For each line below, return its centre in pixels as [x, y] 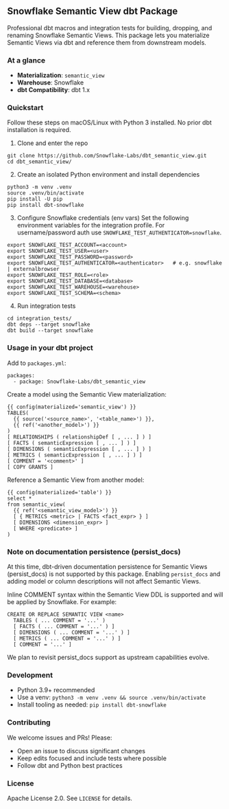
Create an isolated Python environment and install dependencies [108, 175]
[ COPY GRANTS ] [30, 467]
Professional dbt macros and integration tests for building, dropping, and [110, 27]
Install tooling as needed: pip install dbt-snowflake [92, 705]
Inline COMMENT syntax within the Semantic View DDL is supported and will [115, 595]
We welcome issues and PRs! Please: [60, 738]
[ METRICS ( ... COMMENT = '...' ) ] [67, 639]
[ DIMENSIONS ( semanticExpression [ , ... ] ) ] [80, 449]
